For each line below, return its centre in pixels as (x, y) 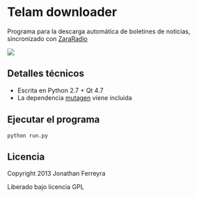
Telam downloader (62, 12)
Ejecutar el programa (54, 120)
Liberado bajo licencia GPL (46, 187)
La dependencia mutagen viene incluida (74, 97)
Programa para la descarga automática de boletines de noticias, (99, 31)
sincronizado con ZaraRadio (48, 38)
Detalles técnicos (46, 74)
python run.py (28, 135)
